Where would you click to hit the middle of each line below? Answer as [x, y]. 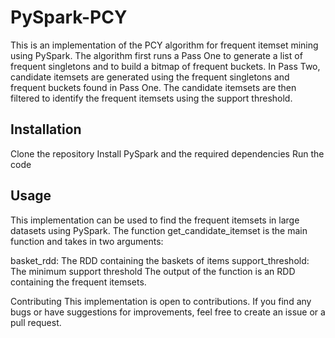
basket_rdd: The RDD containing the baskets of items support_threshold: [160, 260]
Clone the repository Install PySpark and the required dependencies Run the [167, 153]
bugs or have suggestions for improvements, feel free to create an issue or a [168, 312]
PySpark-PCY [69, 17]
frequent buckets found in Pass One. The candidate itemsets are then [153, 87]
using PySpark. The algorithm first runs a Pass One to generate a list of [156, 55]
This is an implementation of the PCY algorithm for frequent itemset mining [164, 45]
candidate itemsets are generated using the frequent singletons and [150, 77]
